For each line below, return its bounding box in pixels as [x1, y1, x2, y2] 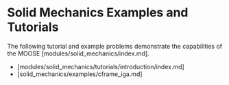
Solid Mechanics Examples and [7, 5, 189, 21]
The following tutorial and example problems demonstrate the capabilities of [7, 42, 223, 50]
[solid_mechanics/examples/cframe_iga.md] [16, 70, 143, 78]
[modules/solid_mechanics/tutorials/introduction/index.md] [16, 62, 185, 71]
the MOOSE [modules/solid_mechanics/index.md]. [7, 49, 149, 58]
